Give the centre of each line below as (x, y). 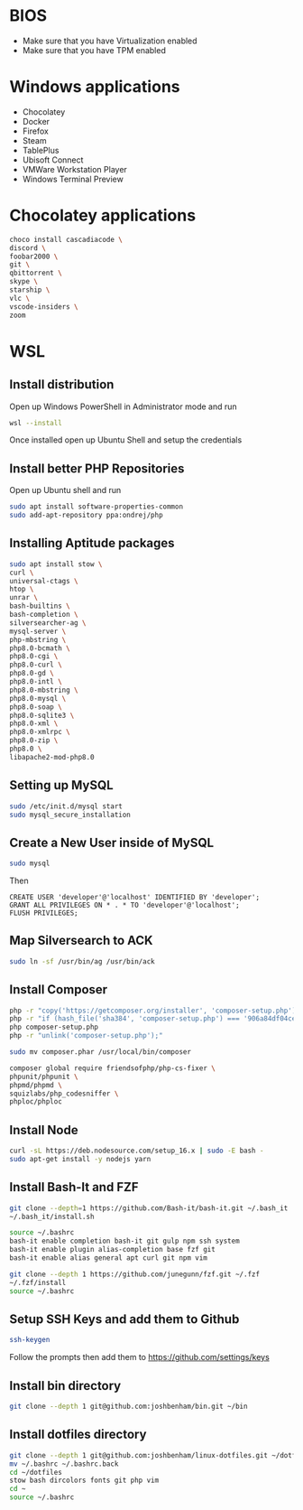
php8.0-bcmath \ (40, 648)
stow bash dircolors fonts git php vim (84, 1481)
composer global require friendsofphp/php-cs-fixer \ (113, 1068)
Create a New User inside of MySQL (112, 842)
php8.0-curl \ (36, 665)
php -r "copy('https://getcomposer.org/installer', (108, 1011)
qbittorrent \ (36, 273)
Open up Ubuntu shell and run (65, 490)
